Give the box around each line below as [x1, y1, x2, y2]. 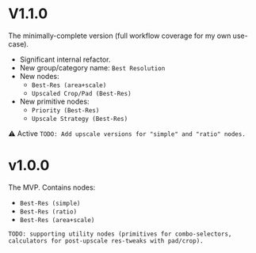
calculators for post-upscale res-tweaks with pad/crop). [8, 236, 204, 245]
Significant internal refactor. [19, 55, 111, 64]
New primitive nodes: [19, 96, 90, 106]
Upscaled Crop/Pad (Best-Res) [31, 89, 132, 97]
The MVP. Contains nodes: [8, 183, 96, 192]
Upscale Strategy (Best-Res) [31, 115, 128, 123]
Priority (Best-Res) [31, 106, 100, 115]
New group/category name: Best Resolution [19, 62, 166, 72]
